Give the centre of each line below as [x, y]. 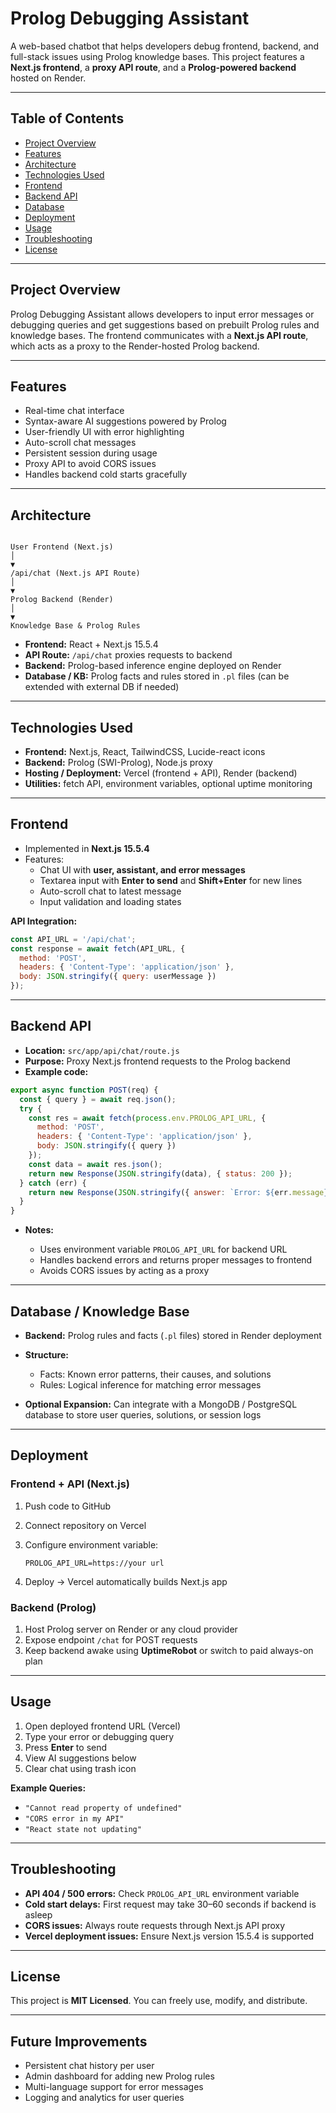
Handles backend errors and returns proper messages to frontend [176, 1260]
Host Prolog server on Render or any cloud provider [131, 1629]
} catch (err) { [53, 1183]
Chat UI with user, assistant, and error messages [142, 869]
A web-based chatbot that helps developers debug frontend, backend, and [165, 46]
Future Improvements [79, 2041]
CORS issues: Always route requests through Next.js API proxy [155, 1925]
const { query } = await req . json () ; [98, 1099]
